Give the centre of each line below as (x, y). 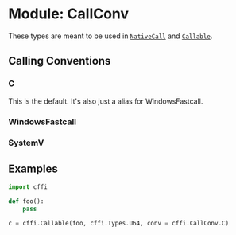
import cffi (28, 187)
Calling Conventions (60, 61)
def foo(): (26, 202)
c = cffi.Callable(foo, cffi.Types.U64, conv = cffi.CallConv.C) (118, 223)
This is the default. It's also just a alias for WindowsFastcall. (106, 101)
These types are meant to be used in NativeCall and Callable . (110, 36)
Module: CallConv (69, 14)
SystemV (26, 143)
